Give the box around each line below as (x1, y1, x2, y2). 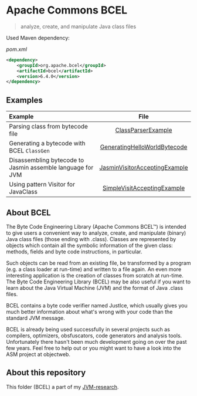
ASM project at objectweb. (6, 350, 70, 358)
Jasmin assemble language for (9, 164, 94, 172)
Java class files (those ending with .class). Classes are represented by (6, 235, 176, 242)
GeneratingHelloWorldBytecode (100, 143, 188, 151)
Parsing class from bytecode (9, 123, 88, 131)
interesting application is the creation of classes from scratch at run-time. (6, 272, 184, 279)
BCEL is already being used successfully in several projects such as (6, 326, 170, 333)
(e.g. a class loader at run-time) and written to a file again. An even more (6, 265, 182, 273)
